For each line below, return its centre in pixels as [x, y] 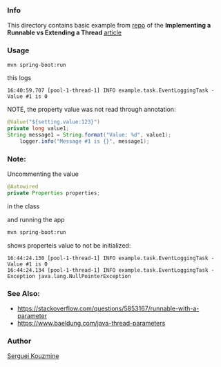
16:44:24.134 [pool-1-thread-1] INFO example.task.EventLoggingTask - [111, 270]
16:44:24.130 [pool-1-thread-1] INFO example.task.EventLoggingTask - [111, 258]
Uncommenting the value [43, 174]
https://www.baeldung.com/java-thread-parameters [91, 324]
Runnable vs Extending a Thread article [65, 32]
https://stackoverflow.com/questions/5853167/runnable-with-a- [108, 308]
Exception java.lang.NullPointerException [69, 276]
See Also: [23, 293]
